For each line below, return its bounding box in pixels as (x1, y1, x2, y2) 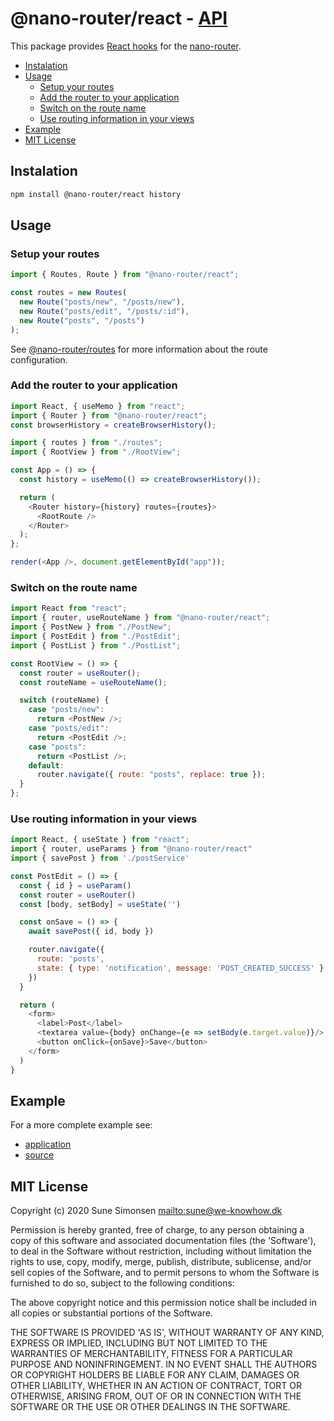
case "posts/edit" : (28, 723, 110, 734)
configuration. (10, 353, 68, 366)
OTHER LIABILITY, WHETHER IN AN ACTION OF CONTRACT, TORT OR (10, 1380, 302, 1392)
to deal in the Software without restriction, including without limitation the (10, 1245, 312, 1257)
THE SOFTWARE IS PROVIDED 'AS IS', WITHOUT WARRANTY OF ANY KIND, (10, 1327, 325, 1339)
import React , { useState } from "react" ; (10, 835, 190, 845)
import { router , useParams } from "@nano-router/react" (10, 844, 253, 854)
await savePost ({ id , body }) (28, 927, 155, 937)
